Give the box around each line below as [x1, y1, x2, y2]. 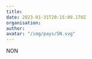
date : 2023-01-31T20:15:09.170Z [6, 14, 86, 20]
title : [6, 8, 23, 15]
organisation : [6, 20, 42, 26]
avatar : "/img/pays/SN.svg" [6, 31, 76, 37]
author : [6, 25, 26, 32]
